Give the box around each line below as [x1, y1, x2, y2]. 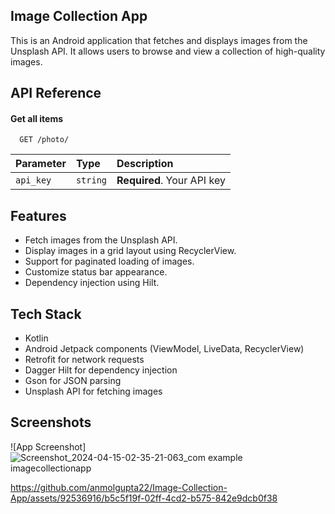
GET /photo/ [19, 135, 70, 145]
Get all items [10, 112, 64, 124]
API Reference [10, 85, 102, 102]
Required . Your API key [116, 174, 226, 188]
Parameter [15, 157, 67, 171]
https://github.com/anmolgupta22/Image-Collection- [10, 481, 228, 493]
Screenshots [10, 414, 92, 431]
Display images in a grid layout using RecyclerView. [24, 245, 237, 257]
